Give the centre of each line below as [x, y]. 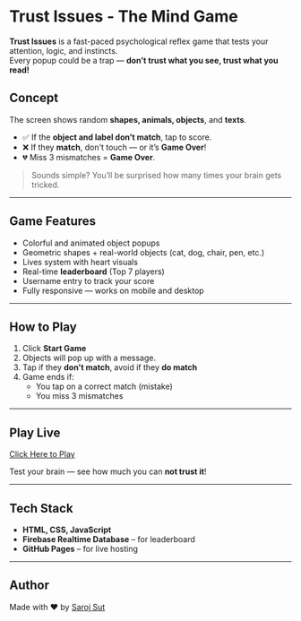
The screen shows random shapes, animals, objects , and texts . [128, 119]
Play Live [35, 432]
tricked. [45, 185]
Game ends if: [48, 377]
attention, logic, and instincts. [64, 50]
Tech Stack [41, 508]
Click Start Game [54, 349]
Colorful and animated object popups [91, 243]
